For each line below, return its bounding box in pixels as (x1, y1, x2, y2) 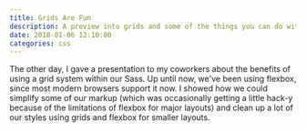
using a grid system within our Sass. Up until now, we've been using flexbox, (9, 74, 297, 85)
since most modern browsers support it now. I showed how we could (9, 83, 269, 94)
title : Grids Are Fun (9, 13, 92, 23)
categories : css (9, 38, 71, 48)
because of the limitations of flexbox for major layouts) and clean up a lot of (9, 102, 294, 114)
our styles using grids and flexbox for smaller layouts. (9, 112, 211, 123)
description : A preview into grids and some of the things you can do (9, 22, 283, 31)
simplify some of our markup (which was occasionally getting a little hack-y (9, 93, 293, 104)
